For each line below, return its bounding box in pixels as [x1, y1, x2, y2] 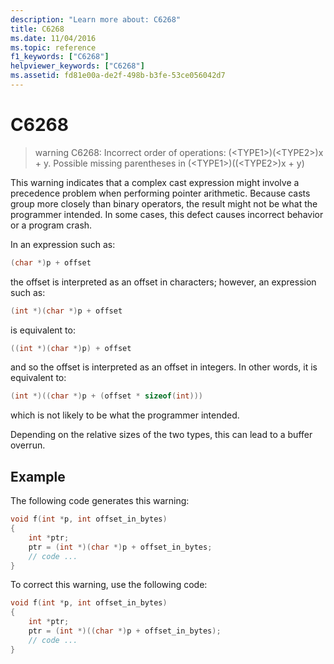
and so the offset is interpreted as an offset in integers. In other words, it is [10, 361, 318, 373]
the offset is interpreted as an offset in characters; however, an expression [10, 276, 317, 288]
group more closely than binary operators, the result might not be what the [10, 197, 318, 210]
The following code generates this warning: [10, 495, 190, 507]
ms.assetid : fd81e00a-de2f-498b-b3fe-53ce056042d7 [10, 71, 226, 81]
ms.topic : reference [10, 42, 97, 53]
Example [10, 468, 66, 485]
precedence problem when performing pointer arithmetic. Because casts [10, 187, 311, 199]
